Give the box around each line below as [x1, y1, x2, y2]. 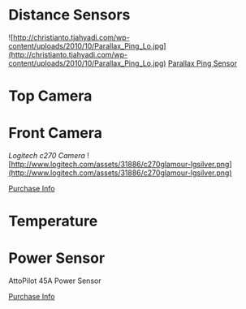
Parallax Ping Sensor [167, 58, 238, 68]
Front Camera [8, 124, 103, 143]
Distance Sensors [8, 6, 131, 24]
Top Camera [8, 87, 93, 105]
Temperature [8, 212, 98, 230]
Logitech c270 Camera [8, 151, 85, 161]
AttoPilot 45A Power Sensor [8, 276, 101, 285]
